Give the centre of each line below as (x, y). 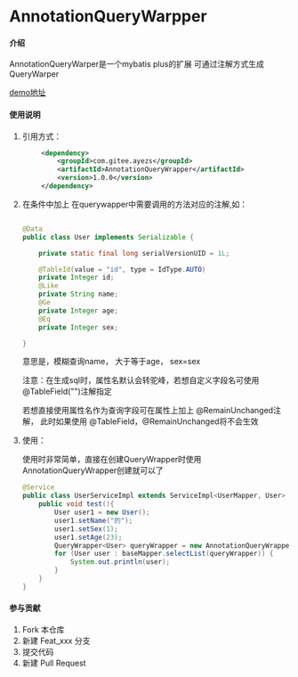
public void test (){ (77, 504)
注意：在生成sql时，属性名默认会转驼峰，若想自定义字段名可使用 (141, 380)
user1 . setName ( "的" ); (94, 520)
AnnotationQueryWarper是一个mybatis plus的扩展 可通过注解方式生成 (137, 64)
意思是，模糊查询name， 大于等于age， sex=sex (111, 362)
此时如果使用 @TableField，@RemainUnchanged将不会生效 (149, 421)
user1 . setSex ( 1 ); (86, 529)
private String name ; (78, 294)
